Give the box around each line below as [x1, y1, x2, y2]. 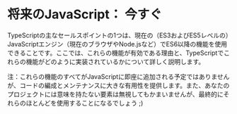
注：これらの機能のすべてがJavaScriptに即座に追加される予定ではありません [7, 72, 230, 81]
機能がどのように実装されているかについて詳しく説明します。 [25, 57, 205, 65]
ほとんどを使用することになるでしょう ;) [25, 99, 144, 107]
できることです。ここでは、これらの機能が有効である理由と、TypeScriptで [7, 49, 224, 57]
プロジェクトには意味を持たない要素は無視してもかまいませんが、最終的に [7, 89, 224, 99]
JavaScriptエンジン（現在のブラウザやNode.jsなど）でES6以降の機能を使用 [7, 39, 228, 48]
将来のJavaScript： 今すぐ [7, 6, 163, 23]
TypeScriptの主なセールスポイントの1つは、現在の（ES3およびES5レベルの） [7, 31, 229, 39]
